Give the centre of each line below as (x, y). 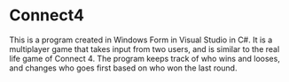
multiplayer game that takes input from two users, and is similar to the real (144, 48)
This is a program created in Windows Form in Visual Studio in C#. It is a (141, 40)
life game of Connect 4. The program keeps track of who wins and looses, (145, 58)
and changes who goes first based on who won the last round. (123, 68)
